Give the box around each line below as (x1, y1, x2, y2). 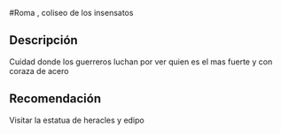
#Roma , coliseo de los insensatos (9, 8, 134, 18)
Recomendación (9, 92, 102, 107)
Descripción (9, 33, 78, 48)
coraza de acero (9, 65, 69, 76)
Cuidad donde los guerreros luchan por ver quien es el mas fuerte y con (9, 56, 273, 67)
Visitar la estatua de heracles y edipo (9, 115, 144, 125)
